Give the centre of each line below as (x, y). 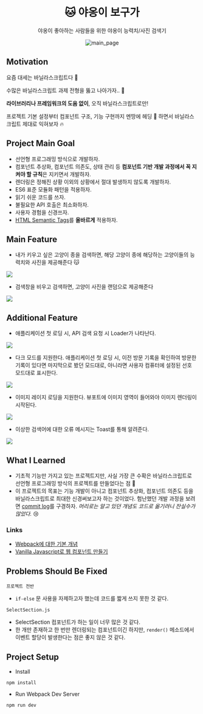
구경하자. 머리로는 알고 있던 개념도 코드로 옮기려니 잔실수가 (126, 506)
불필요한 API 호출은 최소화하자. (52, 204)
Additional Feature (42, 318)
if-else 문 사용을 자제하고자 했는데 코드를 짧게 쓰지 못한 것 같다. (92, 599)
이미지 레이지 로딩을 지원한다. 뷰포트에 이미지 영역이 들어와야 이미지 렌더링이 (106, 398)
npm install (21, 683)
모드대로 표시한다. (36, 373)
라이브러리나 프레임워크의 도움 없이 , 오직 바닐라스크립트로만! (77, 103)
